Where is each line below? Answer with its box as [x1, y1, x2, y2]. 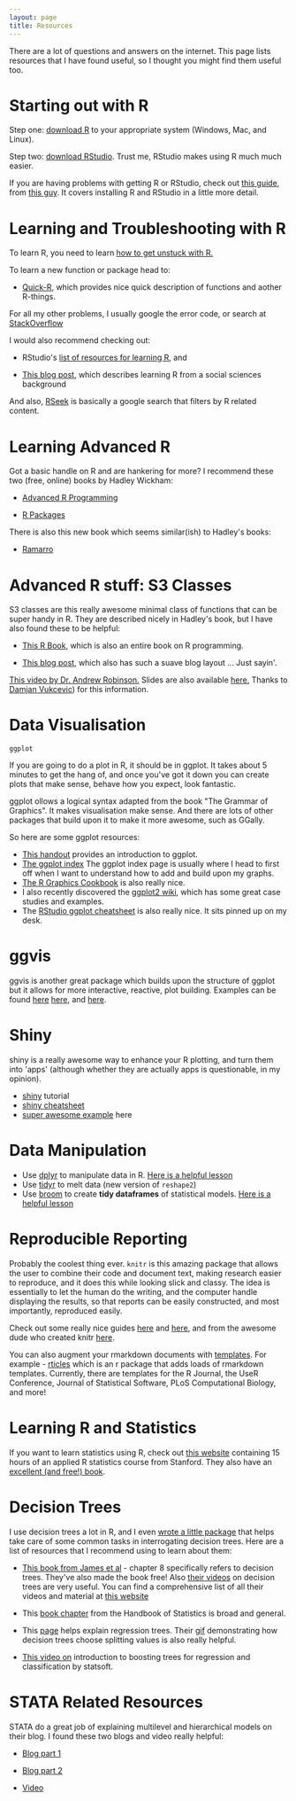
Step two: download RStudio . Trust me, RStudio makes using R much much [9, 152, 282, 162]
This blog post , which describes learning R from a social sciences [21, 370, 262, 380]
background [21, 378, 66, 390]
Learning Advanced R [9, 436, 171, 456]
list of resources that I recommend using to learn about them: [9, 1545, 232, 1555]
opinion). [9, 1073, 42, 1084]
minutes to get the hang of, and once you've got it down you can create [9, 769, 269, 780]
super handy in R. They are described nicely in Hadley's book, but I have [9, 613, 274, 625]
